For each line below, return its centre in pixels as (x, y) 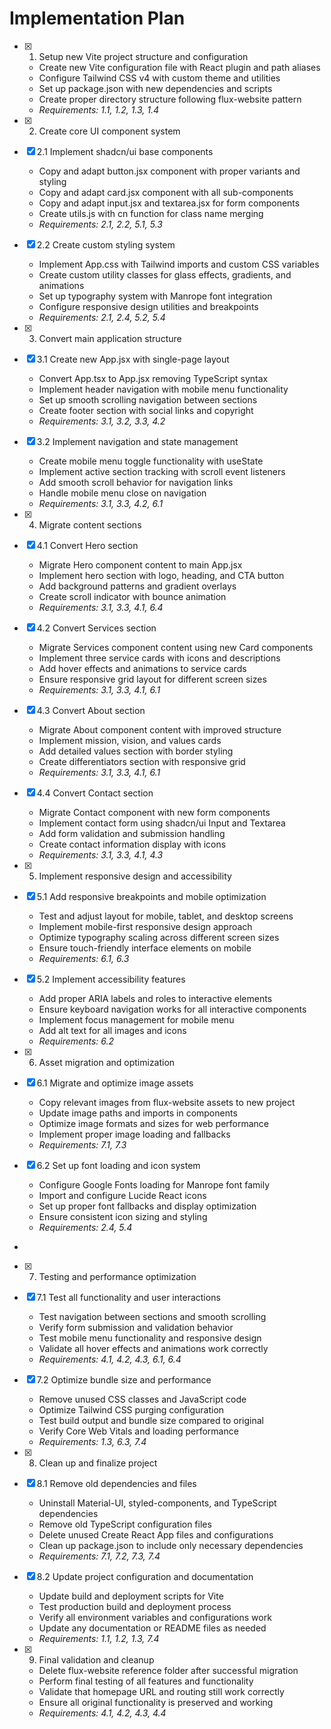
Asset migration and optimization (107, 1062)
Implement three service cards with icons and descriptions (159, 658)
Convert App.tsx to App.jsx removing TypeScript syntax (153, 378)
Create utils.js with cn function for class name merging (151, 213)
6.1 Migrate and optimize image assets (115, 1083)
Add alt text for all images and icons (112, 1030)
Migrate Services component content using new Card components (176, 647)
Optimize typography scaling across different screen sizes (159, 937)
